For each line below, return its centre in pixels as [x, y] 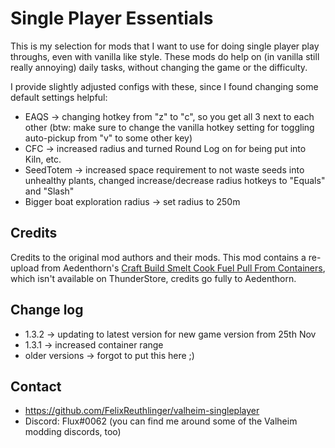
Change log [47, 310]
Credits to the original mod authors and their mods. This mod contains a [158, 257]
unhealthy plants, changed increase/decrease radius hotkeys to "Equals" [175, 180]
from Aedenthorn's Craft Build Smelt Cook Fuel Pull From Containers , [183, 268]
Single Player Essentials [112, 18]
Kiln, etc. [43, 159]
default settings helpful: [59, 97]
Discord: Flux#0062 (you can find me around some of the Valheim [161, 421]
